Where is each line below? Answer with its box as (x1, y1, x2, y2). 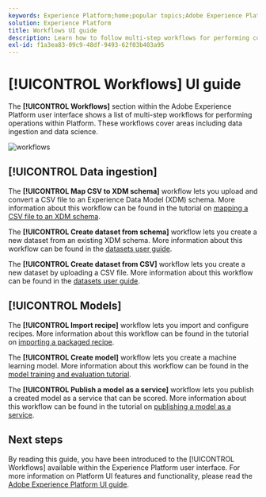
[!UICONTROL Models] (8, 299, 122, 313)
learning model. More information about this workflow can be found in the (8, 360, 249, 370)
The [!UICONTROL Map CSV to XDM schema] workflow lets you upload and (8, 186, 258, 195)
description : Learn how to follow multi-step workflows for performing (8, 33, 249, 42)
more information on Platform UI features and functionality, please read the (8, 471, 253, 480)
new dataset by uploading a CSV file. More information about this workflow (8, 268, 253, 277)
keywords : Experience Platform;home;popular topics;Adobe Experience (8, 11, 243, 20)
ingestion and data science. (8, 127, 99, 137)
